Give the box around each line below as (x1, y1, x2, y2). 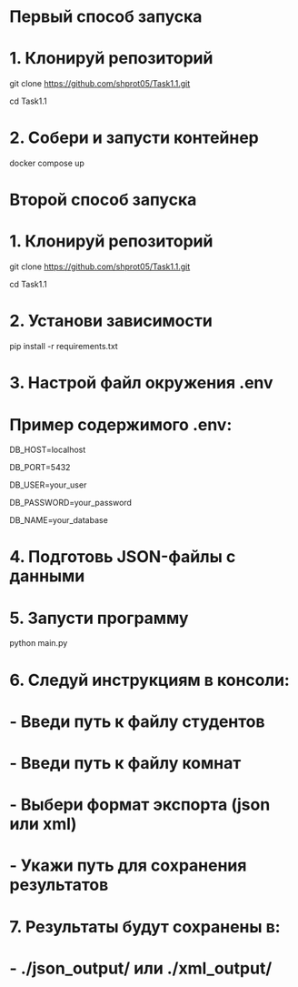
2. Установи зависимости (9, 311, 214, 331)
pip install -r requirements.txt (9, 341, 118, 352)
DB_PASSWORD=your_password (9, 498, 132, 509)
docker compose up (9, 157, 84, 169)
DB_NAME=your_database (9, 515, 109, 526)
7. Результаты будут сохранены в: (9, 916, 281, 937)
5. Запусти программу (9, 608, 189, 629)
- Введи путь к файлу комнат (9, 752, 242, 773)
